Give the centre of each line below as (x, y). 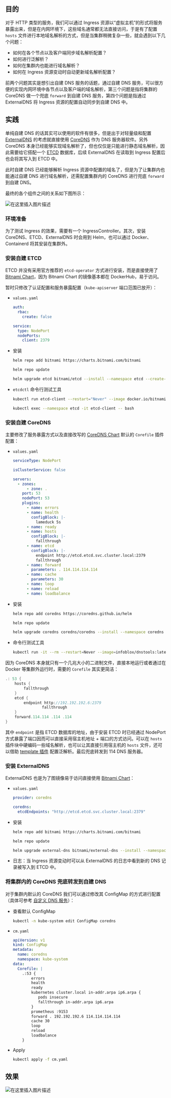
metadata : (23, 950)
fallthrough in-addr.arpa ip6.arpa (76, 1002)
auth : (18, 307)
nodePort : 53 (36, 498)
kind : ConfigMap (30, 945)
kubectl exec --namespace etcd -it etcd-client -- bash (73, 408)
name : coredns (32, 954)
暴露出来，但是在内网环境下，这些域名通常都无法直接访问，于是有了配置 (81, 29)
